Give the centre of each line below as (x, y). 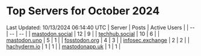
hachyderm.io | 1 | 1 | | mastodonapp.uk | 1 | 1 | (63, 46)
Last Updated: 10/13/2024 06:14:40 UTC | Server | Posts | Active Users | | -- (100, 27)
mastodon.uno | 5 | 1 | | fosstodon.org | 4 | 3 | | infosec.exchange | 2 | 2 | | (98, 40)
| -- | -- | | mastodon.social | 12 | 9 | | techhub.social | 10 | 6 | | (83, 33)
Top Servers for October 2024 (83, 11)
